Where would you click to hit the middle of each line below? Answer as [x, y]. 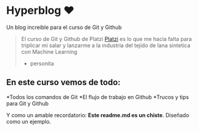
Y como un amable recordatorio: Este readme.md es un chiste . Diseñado [98, 115]
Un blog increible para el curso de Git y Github [64, 27]
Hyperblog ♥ [40, 11]
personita [42, 63]
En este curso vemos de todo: [64, 82]
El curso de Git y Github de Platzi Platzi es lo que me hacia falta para [106, 39]
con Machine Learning [49, 51]
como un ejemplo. [29, 121]
